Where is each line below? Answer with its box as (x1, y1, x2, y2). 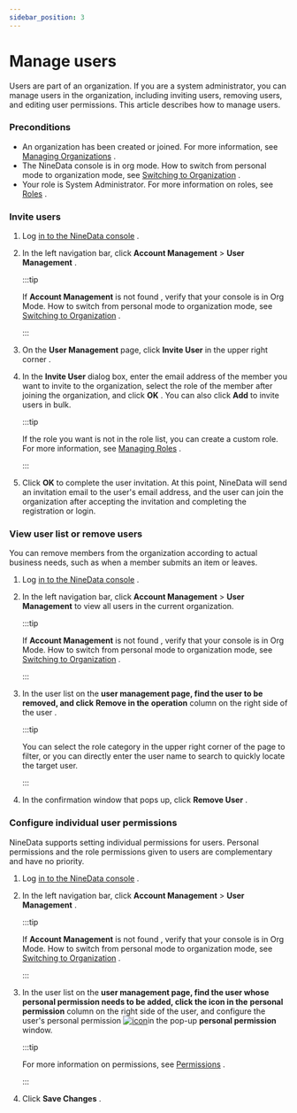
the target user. (21, 761, 78, 771)
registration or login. (21, 506, 96, 516)
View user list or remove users (9, 528, 143, 540)
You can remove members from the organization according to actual (9, 548, 258, 559)
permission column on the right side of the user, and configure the (21, 1006, 266, 1016)
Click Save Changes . (21, 1093, 102, 1103)
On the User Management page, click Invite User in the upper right (21, 344, 268, 355)
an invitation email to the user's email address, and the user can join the (21, 487, 285, 498)
